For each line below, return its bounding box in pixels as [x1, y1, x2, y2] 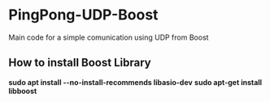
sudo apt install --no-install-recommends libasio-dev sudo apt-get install [8, 77, 263, 87]
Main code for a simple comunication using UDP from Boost [8, 32, 209, 42]
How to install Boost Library [8, 56, 152, 70]
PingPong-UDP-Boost [8, 6, 159, 24]
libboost [8, 86, 37, 96]
